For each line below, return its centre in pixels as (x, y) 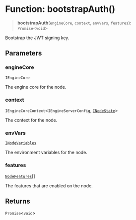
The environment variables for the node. (46, 153)
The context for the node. (31, 120)
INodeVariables (21, 143)
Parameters (24, 53)
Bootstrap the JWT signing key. (37, 38)
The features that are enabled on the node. (49, 186)
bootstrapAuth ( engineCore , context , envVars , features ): (74, 23)
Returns (18, 201)
